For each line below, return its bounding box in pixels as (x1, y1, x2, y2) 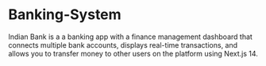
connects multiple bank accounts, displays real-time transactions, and (8, 40, 238, 49)
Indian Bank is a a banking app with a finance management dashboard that (8, 32, 253, 41)
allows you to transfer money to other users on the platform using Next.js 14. (8, 49, 258, 58)
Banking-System (8, 6, 121, 24)
